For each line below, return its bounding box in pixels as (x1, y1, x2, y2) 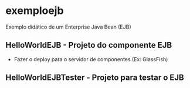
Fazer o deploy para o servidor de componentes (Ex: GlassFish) (13, 55, 168, 62)
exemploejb (5, 4, 64, 17)
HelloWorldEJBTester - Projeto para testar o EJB (5, 73, 184, 83)
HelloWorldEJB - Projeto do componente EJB (5, 40, 172, 50)
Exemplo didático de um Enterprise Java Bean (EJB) (5, 23, 131, 30)
